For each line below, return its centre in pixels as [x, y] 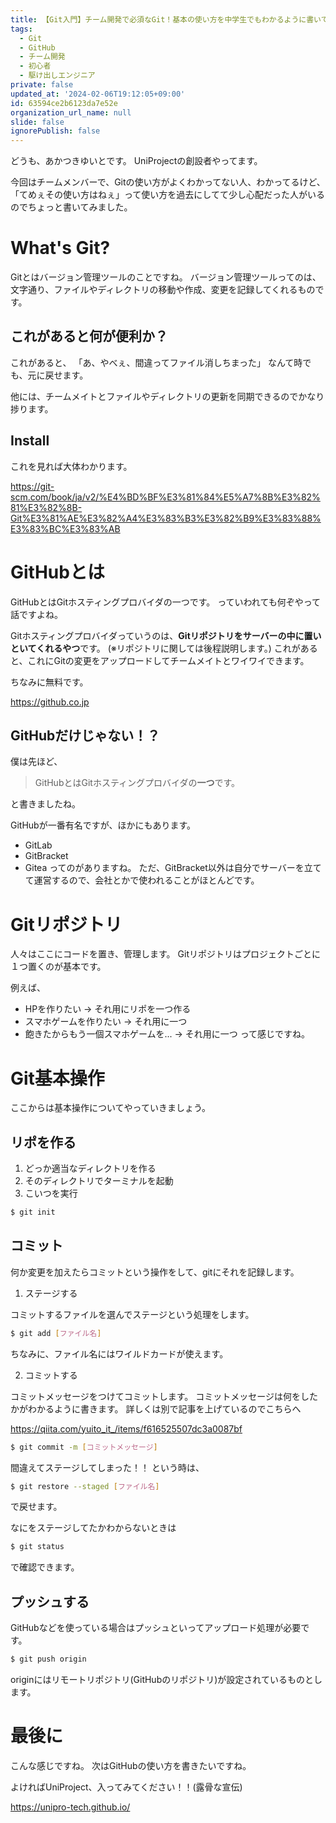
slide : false [37, 122]
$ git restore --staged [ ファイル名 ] [85, 1486]
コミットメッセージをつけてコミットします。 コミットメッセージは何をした [164, 1396]
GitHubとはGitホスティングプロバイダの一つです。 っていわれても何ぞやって [166, 602]
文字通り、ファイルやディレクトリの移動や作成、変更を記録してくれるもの [163, 290]
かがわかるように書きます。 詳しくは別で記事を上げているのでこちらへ [156, 1408]
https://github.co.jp [50, 702]
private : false [42, 85]
